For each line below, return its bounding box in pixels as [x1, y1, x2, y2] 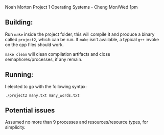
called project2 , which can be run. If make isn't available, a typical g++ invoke [5, 36, 159, 42]
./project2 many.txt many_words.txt [5, 93, 80, 98]
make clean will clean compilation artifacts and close [5, 51, 111, 57]
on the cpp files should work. [5, 42, 64, 47]
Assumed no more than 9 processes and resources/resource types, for [5, 119, 148, 125]
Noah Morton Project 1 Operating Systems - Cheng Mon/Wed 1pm [5, 4, 138, 10]
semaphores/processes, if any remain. [5, 56, 83, 62]
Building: [5, 18, 33, 26]
